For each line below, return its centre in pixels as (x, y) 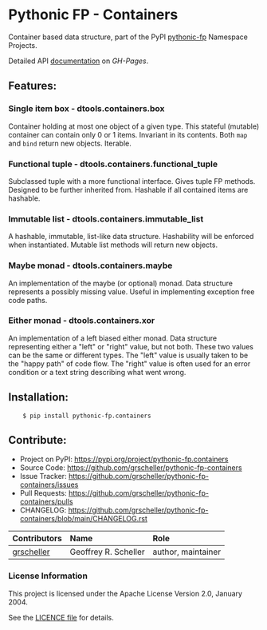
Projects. (23, 45)
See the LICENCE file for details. (61, 617)
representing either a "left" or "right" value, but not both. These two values (131, 346)
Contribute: (37, 440)
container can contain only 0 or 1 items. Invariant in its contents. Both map (128, 134)
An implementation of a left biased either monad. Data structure (113, 338)
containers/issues (49, 484)
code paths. (28, 300)
